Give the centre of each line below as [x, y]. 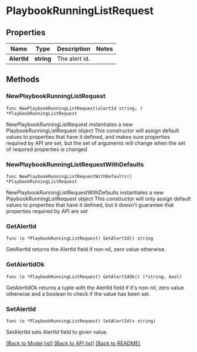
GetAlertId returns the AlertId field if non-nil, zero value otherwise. [86, 250]
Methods [23, 79]
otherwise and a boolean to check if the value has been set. [78, 293]
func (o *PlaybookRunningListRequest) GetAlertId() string [80, 238]
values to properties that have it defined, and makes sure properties [88, 136]
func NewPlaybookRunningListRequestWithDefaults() [69, 176]
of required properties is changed [47, 149]
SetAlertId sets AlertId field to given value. [57, 332]
